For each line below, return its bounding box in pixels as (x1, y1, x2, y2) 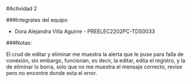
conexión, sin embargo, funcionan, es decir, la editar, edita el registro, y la (6, 57, 186, 64)
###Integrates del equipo (6, 17, 68, 23)
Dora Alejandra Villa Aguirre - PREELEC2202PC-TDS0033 (14, 28, 155, 35)
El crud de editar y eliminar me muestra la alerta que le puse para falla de (6, 51, 184, 58)
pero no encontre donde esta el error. (6, 70, 97, 76)
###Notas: (6, 40, 32, 46)
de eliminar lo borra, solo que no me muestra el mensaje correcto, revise (6, 63, 183, 70)
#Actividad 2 (6, 5, 37, 12)
